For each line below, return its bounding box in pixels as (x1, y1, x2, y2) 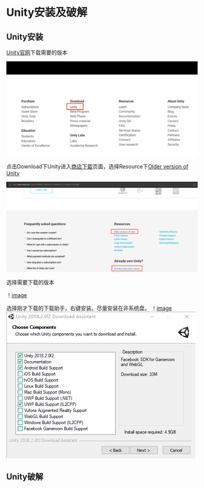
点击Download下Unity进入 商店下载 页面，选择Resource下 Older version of (6, 162, 189, 170)
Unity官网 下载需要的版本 (6, 49, 68, 56)
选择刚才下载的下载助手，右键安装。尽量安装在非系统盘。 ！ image (6, 304, 172, 312)
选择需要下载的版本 (6, 278, 55, 286)
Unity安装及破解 (6, 5, 88, 19)
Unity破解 (6, 472, 44, 482)
